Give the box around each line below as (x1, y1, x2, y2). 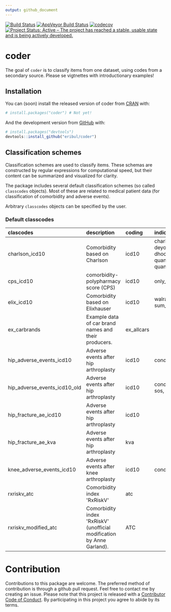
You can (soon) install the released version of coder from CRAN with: (5, 100, 150, 107)
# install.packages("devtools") (5, 129, 74, 135)
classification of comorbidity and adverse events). (5, 193, 110, 199)
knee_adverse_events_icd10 (8, 466, 76, 474)
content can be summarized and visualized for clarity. (5, 173, 118, 179)
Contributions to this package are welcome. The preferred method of (5, 580, 150, 587)
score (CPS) (86, 284, 116, 291)
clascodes (8, 229, 34, 236)
